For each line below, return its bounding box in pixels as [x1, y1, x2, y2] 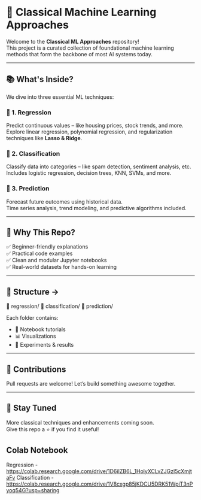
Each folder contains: [6, 314, 59, 322]
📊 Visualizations [14, 332, 56, 340]
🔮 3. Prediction [6, 184, 50, 193]
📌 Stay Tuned [6, 403, 57, 413]
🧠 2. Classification [6, 149, 60, 157]
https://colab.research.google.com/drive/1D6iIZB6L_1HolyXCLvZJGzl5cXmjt [6, 467, 193, 475]
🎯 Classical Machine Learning [6, 5, 157, 19]
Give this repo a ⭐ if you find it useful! [6, 425, 99, 433]
